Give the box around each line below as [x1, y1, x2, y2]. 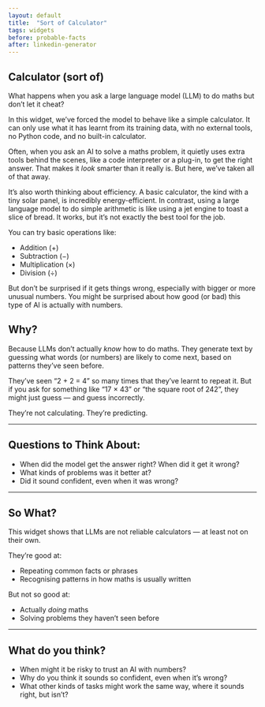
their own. [8, 536, 41, 545]
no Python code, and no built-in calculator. [8, 131, 147, 140]
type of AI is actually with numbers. [8, 300, 124, 309]
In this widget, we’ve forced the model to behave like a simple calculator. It [8, 114, 251, 124]
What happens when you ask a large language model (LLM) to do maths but [8, 91, 255, 100]
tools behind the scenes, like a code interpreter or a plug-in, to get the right [8, 155, 253, 164]
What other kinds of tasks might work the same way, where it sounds [19, 682, 244, 691]
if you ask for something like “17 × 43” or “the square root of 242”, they [8, 384, 239, 394]
